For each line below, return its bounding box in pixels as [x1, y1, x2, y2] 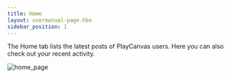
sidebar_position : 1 [7, 23, 68, 30]
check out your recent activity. [7, 49, 96, 58]
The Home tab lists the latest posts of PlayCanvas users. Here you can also [7, 42, 224, 51]
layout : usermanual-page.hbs [7, 17, 92, 24]
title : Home [7, 10, 42, 17]
